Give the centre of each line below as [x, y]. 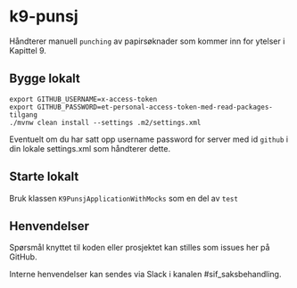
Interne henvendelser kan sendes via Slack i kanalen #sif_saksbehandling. [145, 275]
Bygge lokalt [45, 79]
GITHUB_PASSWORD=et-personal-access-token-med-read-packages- [155, 107]
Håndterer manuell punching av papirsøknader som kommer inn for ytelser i [147, 41]
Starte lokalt [44, 177]
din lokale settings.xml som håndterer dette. [90, 148]
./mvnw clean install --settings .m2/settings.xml [105, 122]
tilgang [24, 115]
